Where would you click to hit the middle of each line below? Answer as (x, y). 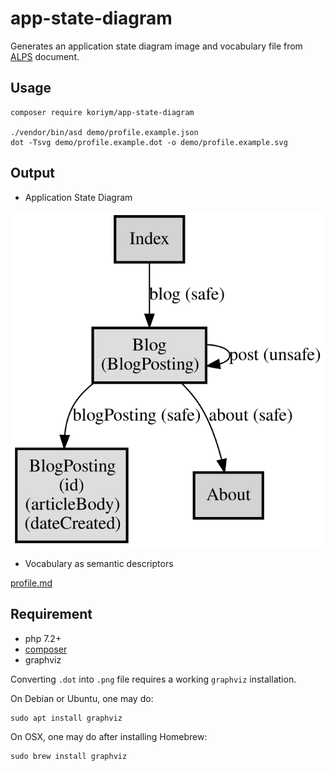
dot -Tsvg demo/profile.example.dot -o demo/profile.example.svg (149, 142)
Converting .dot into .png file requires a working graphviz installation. (153, 679)
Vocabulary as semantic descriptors (99, 563)
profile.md (31, 583)
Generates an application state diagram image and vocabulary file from (156, 46)
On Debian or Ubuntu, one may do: (82, 698)
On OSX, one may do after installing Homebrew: (109, 736)
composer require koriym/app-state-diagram (102, 112)
